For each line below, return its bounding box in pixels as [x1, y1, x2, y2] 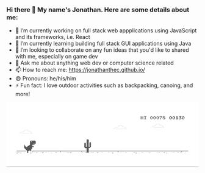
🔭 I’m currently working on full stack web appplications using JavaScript [15, 27, 197, 34]
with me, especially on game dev [15, 53, 98, 60]
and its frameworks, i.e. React [15, 34, 90, 41]
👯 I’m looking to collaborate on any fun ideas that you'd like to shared [15, 46, 189, 54]
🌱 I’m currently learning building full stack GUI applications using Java [15, 40, 192, 48]
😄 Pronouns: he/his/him [15, 75, 76, 82]
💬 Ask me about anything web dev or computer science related [15, 59, 174, 66]
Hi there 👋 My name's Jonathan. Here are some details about [6, 5, 190, 14]
